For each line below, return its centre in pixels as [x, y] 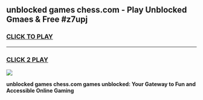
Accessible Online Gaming [40, 90]
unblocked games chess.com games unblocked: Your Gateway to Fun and [101, 84]
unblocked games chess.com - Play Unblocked [97, 10]
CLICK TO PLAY [30, 37]
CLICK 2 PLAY [27, 59]
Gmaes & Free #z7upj [47, 20]
